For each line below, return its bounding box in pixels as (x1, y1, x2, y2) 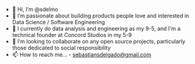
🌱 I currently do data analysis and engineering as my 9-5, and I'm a (12, 25, 181, 32)
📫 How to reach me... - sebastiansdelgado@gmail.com (12, 51, 152, 58)
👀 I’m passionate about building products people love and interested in (12, 12, 190, 19)
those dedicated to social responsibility (12, 44, 111, 51)
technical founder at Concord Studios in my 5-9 (12, 31, 132, 39)
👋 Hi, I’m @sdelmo (12, 6, 58, 13)
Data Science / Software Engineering (12, 19, 105, 25)
